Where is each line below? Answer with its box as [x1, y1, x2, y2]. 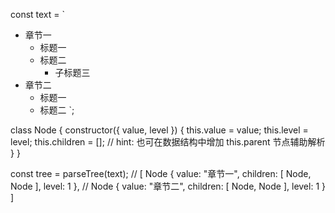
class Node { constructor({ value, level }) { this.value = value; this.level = [10, 124, 309, 136]
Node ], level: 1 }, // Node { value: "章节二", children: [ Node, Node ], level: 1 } [10, 180, 326, 192]
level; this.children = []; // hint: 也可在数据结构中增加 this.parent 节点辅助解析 [10, 136, 326, 148]
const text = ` [10, 9, 66, 20]
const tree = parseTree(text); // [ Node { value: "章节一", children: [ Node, [10, 168, 312, 179]
